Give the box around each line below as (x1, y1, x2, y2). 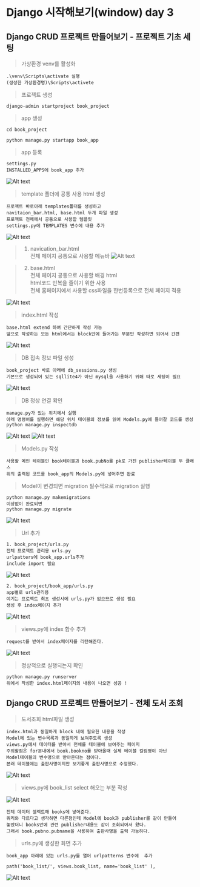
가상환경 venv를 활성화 (21, 60, 76, 67)
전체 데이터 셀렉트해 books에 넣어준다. (6, 809, 92, 815)
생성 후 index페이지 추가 (6, 602, 62, 608)
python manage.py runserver (6, 674, 78, 680)
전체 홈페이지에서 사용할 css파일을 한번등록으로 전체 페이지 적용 (30, 287, 182, 294)
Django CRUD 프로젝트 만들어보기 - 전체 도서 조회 (6, 698, 184, 708)
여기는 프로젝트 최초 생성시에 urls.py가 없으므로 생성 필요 (6, 596, 136, 602)
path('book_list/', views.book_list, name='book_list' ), (6, 863, 156, 869)
